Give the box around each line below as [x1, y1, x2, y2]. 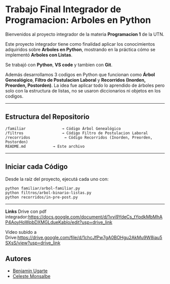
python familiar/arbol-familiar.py [5, 185, 80, 191]
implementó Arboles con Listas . [5, 52, 72, 58]
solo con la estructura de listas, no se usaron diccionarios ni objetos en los [5, 87, 161, 93]
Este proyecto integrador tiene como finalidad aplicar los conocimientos [5, 41, 155, 47]
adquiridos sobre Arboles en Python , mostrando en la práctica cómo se [5, 46, 156, 52]
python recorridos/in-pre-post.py [5, 195, 78, 200]
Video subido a [5, 229, 37, 235]
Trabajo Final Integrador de [5, 4, 121, 15]
